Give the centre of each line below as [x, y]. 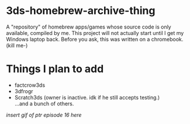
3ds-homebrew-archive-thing [81, 11]
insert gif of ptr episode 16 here [44, 115]
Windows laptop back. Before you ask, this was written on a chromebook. [95, 39]
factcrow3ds [30, 85]
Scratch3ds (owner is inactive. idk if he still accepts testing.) [87, 97]
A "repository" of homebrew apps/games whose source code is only [89, 27]
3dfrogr [24, 91]
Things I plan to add [55, 69]
